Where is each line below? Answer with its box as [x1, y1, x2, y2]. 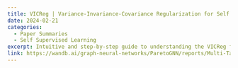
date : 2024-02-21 [7, 17, 59, 24]
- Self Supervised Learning [13, 37, 97, 44]
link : [7, 50, 23, 57]
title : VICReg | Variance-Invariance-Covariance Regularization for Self [7, 10, 230, 18]
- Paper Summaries [13, 30, 69, 38]
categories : [7, 23, 42, 30]
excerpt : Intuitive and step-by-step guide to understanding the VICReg [7, 43, 227, 50]
